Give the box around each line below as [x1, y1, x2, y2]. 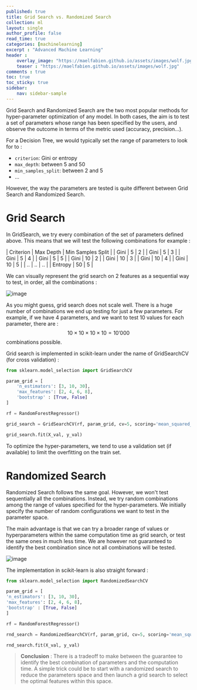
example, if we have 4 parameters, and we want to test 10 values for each [6, 314, 184, 321]
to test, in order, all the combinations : [6, 279, 97, 286]
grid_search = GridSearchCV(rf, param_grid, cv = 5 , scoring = [6, 421, 157, 427]
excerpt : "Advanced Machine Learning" [6, 47, 104, 53]
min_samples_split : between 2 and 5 [14, 167, 104, 174]
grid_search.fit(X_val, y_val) [6, 431, 83, 438]
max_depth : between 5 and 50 [14, 160, 86, 168]
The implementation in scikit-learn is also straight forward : [6, 567, 148, 574]
